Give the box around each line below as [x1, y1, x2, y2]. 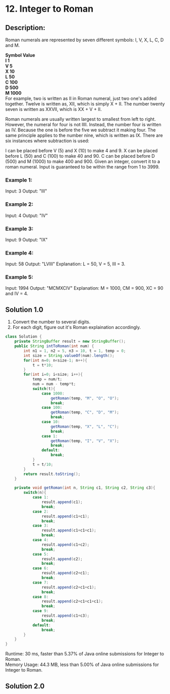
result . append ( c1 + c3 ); [41, 613, 90, 619]
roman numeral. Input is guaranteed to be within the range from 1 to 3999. [5, 164, 160, 170]
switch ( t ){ [32, 386, 56, 391]
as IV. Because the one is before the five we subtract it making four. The [5, 127, 156, 133]
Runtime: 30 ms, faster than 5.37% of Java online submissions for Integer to [5, 651, 164, 657]
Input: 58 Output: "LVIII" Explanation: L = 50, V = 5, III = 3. [5, 261, 126, 267]
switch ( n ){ [23, 490, 47, 495]
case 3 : [32, 523, 49, 529]
